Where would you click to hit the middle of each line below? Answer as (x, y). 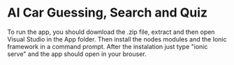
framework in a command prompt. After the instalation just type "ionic (108, 46)
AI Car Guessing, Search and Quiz (108, 13)
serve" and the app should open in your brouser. (77, 54)
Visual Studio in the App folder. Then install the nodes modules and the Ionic (117, 39)
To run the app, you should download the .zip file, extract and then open (111, 32)
